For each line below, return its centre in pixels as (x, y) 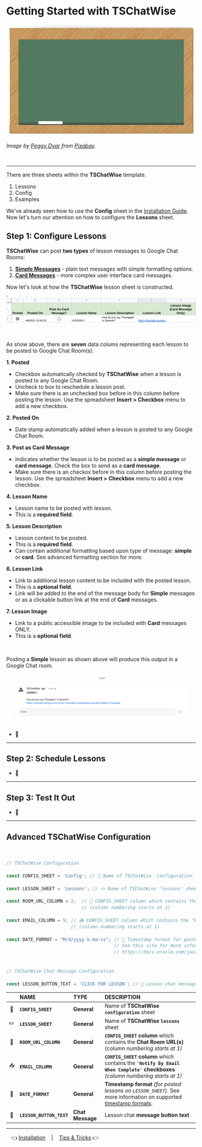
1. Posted (18, 362)
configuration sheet (130, 1012)
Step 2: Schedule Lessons (56, 759)
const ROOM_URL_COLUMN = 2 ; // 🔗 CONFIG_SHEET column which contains (96, 901)
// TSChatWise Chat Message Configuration (60, 971)
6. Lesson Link (25, 568)
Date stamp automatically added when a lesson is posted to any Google (104, 429)
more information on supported (143, 1097)
